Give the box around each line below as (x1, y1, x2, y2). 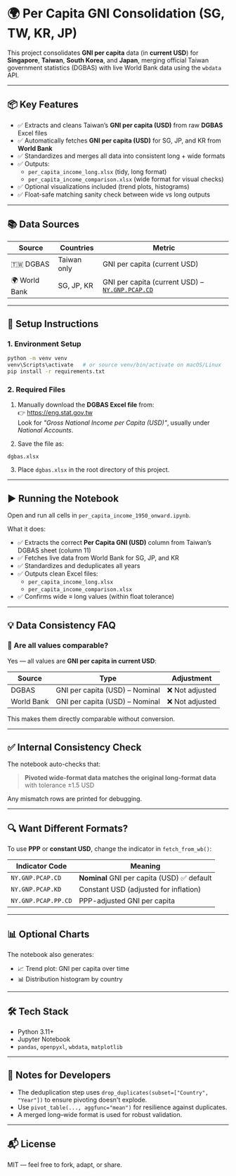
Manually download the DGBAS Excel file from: (17, 401, 155, 409)
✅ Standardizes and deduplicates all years (17, 561, 140, 569)
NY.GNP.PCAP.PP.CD (11, 897, 72, 905)
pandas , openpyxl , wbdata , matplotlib (17, 1042, 123, 1050)
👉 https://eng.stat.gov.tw (17, 409, 93, 417)
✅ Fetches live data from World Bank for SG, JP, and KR (17, 553, 179, 562)
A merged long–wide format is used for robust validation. (17, 1110, 183, 1118)
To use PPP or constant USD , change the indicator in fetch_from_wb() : (7, 845, 212, 853)
